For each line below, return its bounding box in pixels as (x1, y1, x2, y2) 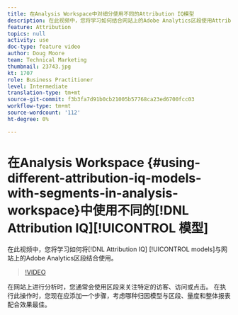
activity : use (7, 37, 50, 44)
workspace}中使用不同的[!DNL (7, 202, 189, 218)
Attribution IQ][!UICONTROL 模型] (7, 220, 209, 236)
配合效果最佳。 (7, 300, 51, 309)
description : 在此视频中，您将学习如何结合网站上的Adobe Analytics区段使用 (7, 17, 212, 24)
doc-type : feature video (7, 43, 81, 50)
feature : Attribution (7, 23, 72, 30)
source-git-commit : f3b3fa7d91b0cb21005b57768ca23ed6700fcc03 (7, 96, 195, 103)
